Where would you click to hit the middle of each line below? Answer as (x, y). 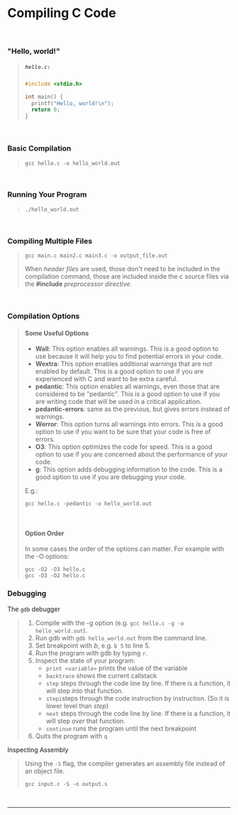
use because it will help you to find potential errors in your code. (129, 356)
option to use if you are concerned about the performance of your (131, 454)
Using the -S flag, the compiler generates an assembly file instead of (125, 763)
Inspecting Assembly (38, 750)
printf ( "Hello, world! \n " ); (73, 103)
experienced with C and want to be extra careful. (107, 379)
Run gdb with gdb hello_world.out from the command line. (121, 638)
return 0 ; (46, 110)
